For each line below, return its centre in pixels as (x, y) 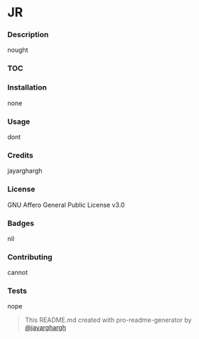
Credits (20, 155)
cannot (18, 273)
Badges (21, 223)
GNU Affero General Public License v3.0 (66, 205)
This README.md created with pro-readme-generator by (108, 320)
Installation (27, 87)
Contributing (30, 257)
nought (18, 50)
